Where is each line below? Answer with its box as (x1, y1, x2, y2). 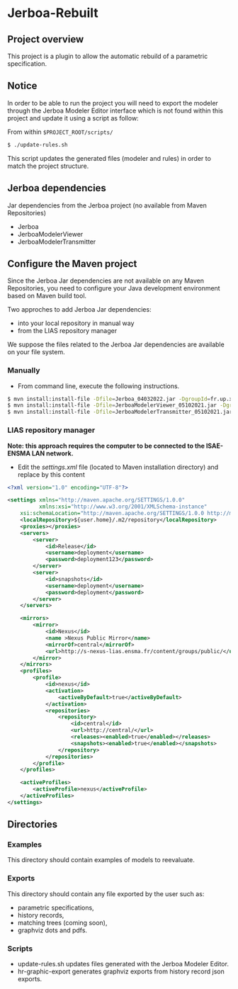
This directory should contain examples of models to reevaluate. (7, 856, 195, 864)
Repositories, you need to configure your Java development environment (7, 284, 221, 293)
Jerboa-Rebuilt (7, 5, 98, 21)
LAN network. (31, 448, 74, 458)
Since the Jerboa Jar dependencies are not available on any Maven (7, 276, 204, 285)
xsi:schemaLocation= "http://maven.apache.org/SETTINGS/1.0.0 (20, 510, 204, 517)
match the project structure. (7, 162, 89, 170)
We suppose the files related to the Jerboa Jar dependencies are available (7, 340, 225, 349)
